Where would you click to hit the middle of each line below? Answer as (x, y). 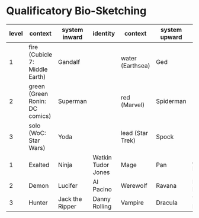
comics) (40, 116)
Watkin (102, 157)
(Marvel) (133, 105)
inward (73, 37)
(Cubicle (41, 54)
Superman (73, 101)
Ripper (68, 206)
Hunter (38, 203)
